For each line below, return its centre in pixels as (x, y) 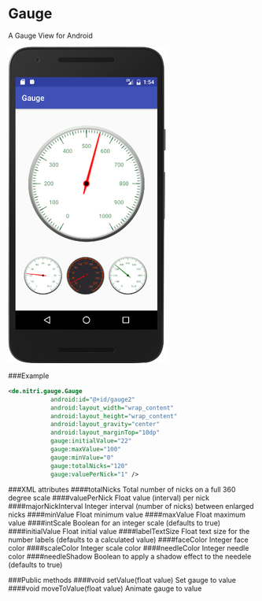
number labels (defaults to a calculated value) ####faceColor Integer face (129, 540)
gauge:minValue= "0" (82, 458)
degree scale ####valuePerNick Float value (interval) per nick (109, 498)
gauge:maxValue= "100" (86, 450)
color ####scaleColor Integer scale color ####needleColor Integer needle (129, 547)
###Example (29, 376)
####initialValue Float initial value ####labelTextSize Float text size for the (129, 531)
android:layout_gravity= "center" (105, 425)
